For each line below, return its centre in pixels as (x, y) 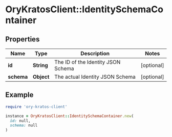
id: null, (20, 121)
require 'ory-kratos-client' (36, 107)
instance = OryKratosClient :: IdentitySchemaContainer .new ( (70, 116)
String (40, 65)
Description (95, 53)
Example (19, 95)
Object (41, 77)
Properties (23, 39)
